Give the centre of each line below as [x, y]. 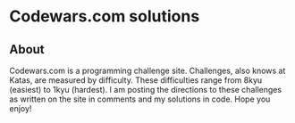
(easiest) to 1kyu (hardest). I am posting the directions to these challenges [146, 90]
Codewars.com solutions [105, 16]
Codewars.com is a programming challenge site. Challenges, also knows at [147, 70]
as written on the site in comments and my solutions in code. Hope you [140, 99]
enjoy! [21, 108]
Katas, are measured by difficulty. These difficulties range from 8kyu [136, 80]
